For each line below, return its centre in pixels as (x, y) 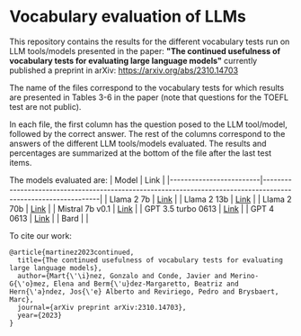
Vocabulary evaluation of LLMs (128, 17)
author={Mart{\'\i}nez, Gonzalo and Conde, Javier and (122, 276)
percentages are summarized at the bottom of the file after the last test (141, 153)
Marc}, (22, 299)
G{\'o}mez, (30, 284)
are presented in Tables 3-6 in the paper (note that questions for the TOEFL (149, 97)
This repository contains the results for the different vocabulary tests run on (150, 41)
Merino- (244, 276)
